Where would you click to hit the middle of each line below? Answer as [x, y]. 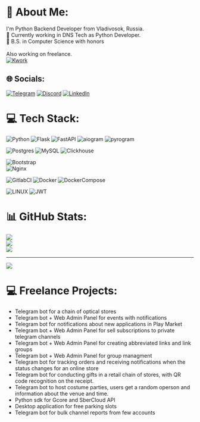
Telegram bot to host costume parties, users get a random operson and [102, 387]
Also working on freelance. [39, 54]
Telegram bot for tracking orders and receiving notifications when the [100, 362]
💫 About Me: [37, 12]
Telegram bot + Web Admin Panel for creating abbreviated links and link [103, 343]
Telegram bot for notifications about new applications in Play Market [99, 324]
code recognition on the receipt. [54, 381]
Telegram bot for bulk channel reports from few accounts [85, 412]
